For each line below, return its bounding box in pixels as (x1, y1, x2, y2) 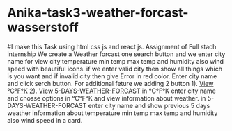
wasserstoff (7, 19, 79, 35)
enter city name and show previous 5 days (88, 101, 210, 110)
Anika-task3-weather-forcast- (7, 5, 189, 21)
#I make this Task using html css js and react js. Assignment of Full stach (7, 42, 217, 51)
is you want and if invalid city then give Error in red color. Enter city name (7, 71, 217, 80)
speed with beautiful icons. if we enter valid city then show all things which (7, 64, 223, 73)
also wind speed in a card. (7, 116, 83, 124)
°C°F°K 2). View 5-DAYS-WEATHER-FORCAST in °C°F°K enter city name (7, 87, 216, 95)
